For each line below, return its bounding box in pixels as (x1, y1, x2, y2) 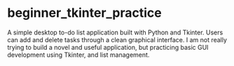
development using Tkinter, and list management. (7, 51, 150, 59)
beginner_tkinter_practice (7, 5, 163, 21)
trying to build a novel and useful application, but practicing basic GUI (7, 43, 209, 51)
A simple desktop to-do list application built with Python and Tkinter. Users (7, 28, 223, 37)
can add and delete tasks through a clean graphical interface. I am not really (7, 35, 228, 44)
